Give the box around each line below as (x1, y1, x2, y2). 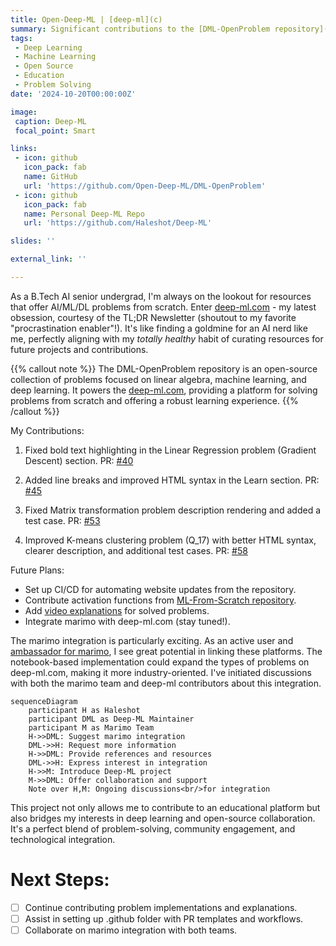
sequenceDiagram (10, 696, 78, 706)
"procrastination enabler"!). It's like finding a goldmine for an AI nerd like (10, 322, 308, 334)
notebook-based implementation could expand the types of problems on (10, 656, 310, 668)
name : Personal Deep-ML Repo (23, 209, 145, 219)
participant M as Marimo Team (28, 722, 155, 733)
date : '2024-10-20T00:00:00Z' (10, 89, 137, 99)
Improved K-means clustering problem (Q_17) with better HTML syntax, (24, 534, 317, 546)
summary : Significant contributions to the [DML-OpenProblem (10, 24, 271, 34)
